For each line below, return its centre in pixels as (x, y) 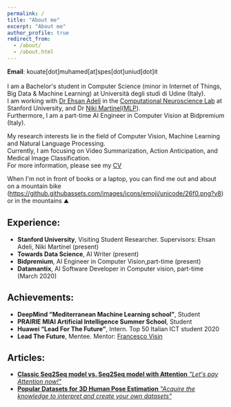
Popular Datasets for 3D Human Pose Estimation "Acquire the (106, 389)
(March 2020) (37, 275)
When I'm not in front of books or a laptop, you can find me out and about (112, 178)
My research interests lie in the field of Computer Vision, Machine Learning (114, 136)
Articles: (26, 358)
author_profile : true (38, 33)
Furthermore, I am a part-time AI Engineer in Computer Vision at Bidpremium (116, 115)
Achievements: (41, 298)
